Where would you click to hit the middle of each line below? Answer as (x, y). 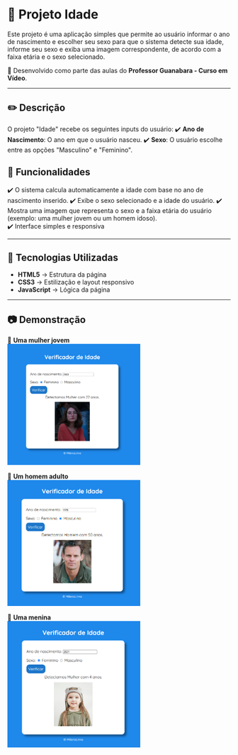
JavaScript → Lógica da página (64, 290)
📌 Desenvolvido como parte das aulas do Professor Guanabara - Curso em (118, 70)
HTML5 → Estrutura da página (62, 275)
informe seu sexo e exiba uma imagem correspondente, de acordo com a (114, 49)
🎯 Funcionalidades (49, 172)
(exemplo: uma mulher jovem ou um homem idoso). (82, 218)
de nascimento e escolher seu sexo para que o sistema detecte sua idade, (116, 41)
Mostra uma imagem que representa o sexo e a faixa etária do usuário (110, 210)
